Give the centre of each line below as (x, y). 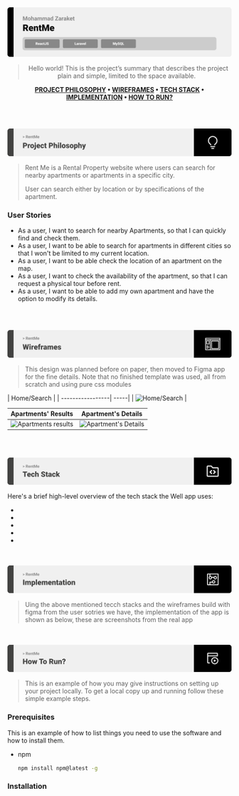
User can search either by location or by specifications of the (115, 189)
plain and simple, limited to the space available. (127, 76)
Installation (27, 786)
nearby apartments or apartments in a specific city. (100, 175)
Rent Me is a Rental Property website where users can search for (120, 168)
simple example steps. (58, 699)
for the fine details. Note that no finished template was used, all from (125, 377)
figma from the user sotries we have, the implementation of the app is (127, 612)
